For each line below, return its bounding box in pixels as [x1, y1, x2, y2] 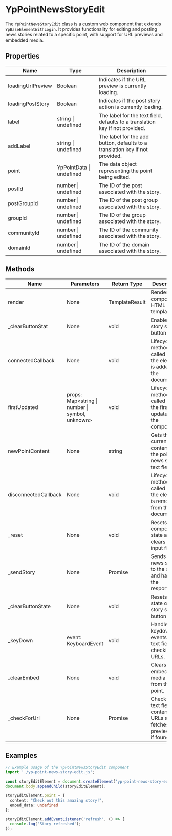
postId [8, 185, 24, 192]
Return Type [112, 280, 143, 287]
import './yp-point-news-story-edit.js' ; [5, 770, 95, 775]
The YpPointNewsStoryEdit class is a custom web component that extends [5, 21, 161, 27]
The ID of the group [99, 211, 146, 218]
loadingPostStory [8, 100, 50, 107]
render [8, 298, 24, 305]
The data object [99, 160, 137, 168]
